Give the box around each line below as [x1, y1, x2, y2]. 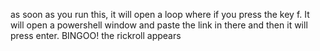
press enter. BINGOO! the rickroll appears [10, 30, 182, 41]
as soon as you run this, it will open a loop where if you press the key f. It [10, 9, 310, 20]
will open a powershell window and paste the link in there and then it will [10, 19, 308, 31]
